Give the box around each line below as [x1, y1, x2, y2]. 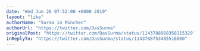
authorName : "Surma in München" [6, 19, 86, 25]
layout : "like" [6, 14, 44, 20]
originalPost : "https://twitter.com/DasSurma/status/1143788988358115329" [6, 30, 196, 36]
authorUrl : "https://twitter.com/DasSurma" [6, 25, 116, 31]
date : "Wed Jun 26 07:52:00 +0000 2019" [6, 8, 108, 15]
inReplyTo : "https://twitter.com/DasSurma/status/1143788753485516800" [6, 36, 187, 42]
